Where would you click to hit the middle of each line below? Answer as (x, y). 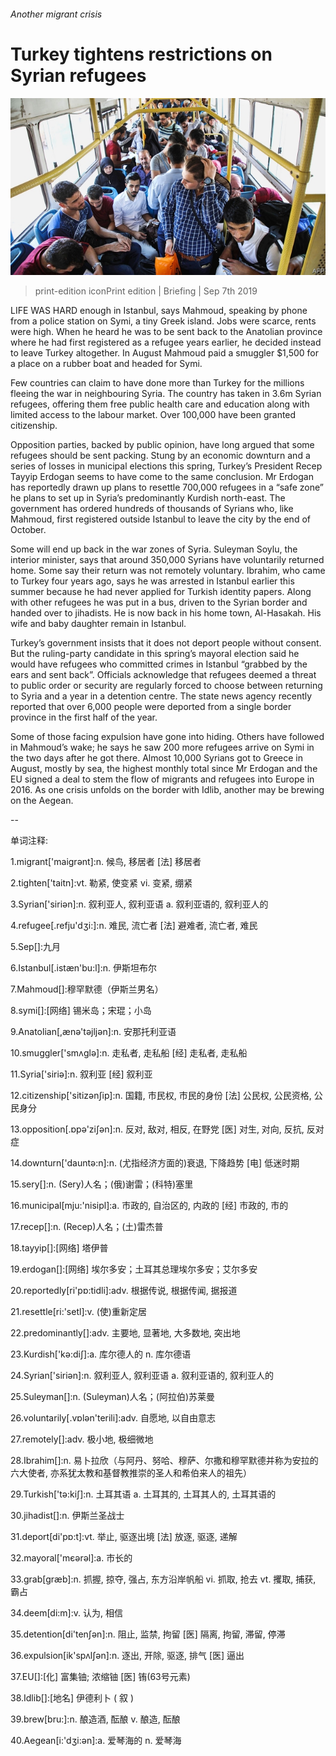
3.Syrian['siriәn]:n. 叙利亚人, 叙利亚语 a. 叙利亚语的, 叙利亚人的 (139, 904)
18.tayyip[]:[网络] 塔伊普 (59, 1248)
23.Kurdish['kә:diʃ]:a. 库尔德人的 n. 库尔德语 (101, 1354)
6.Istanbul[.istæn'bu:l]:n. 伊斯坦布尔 (83, 968)
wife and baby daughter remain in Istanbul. (98, 624)
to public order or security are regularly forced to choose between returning (166, 686)
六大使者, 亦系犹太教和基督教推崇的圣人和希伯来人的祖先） (131, 1473)
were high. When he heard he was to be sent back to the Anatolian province (166, 332)
